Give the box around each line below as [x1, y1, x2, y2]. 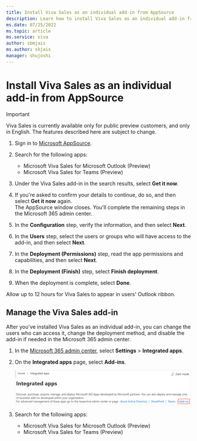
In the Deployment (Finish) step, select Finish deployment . [14, 267, 159, 275]
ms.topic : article [6, 28, 51, 34]
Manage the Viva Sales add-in [6, 308, 118, 318]
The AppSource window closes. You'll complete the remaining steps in [14, 203, 185, 211]
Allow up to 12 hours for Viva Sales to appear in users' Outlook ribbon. [6, 290, 176, 297]
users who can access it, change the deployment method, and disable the [6, 329, 185, 337]
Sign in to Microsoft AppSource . [14, 140, 92, 147]
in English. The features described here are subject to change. [6, 128, 157, 135]
